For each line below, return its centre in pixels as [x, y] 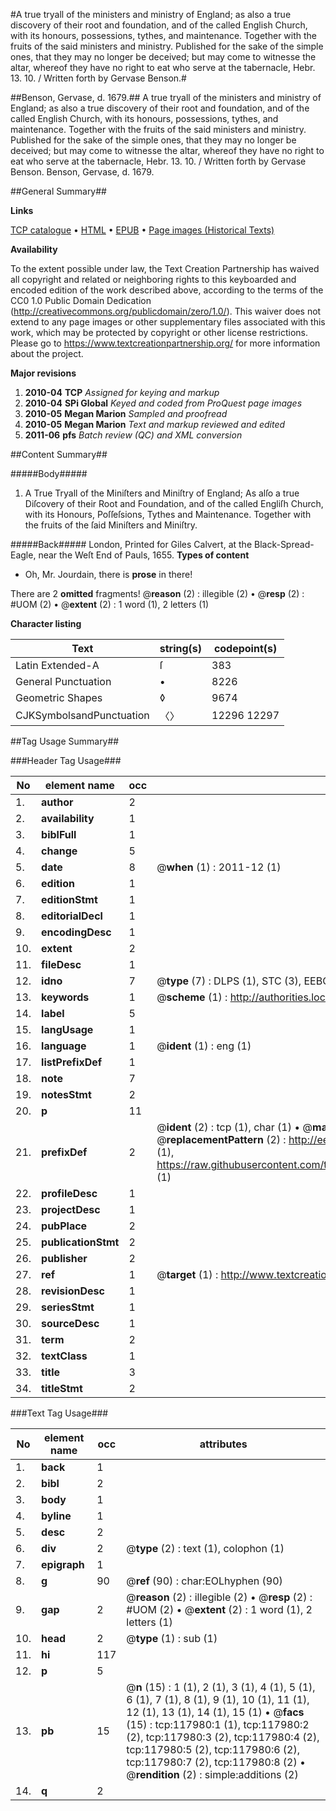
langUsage [67, 1029]
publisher [64, 1258]
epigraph [63, 1564]
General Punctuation [63, 681]
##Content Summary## [59, 454]
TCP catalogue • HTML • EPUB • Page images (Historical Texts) [142, 230]
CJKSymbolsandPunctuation [82, 715]
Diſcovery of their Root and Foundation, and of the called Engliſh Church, [174, 503]
